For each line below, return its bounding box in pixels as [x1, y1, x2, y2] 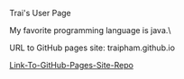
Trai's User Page [9, 8, 72, 18]
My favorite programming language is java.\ [9, 25, 171, 35]
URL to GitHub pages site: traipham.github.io [9, 42, 176, 53]
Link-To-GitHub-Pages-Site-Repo [9, 60, 133, 70]
